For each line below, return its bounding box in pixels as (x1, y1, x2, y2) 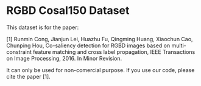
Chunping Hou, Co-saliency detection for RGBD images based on (6, 42, 171, 49)
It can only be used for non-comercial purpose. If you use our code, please (6, 66, 195, 73)
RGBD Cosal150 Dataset (6, 4, 130, 18)
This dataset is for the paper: (6, 24, 79, 31)
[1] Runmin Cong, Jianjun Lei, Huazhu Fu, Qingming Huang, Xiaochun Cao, (6, 35, 193, 42)
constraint (6, 48, 32, 55)
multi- (171, 42, 187, 49)
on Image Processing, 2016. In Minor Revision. (6, 55, 122, 62)
